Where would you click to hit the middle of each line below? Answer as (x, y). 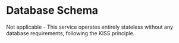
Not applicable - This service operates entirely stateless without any (90, 27)
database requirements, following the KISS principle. (70, 33)
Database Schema (52, 10)
